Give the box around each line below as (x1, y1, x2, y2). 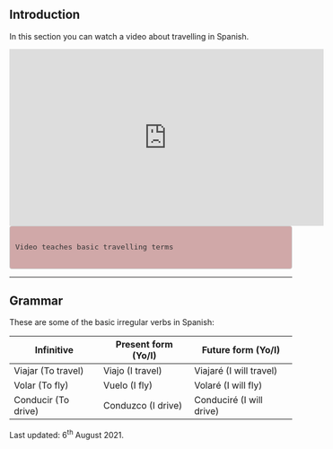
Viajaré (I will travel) (194, 365, 278, 377)
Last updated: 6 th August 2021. (9, 428, 124, 440)
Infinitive (34, 344, 74, 357)
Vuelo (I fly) (102, 379, 153, 392)
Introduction (9, 7, 81, 22)
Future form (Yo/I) (201, 344, 281, 357)
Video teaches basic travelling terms (14, 242, 174, 251)
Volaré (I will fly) (194, 379, 263, 392)
